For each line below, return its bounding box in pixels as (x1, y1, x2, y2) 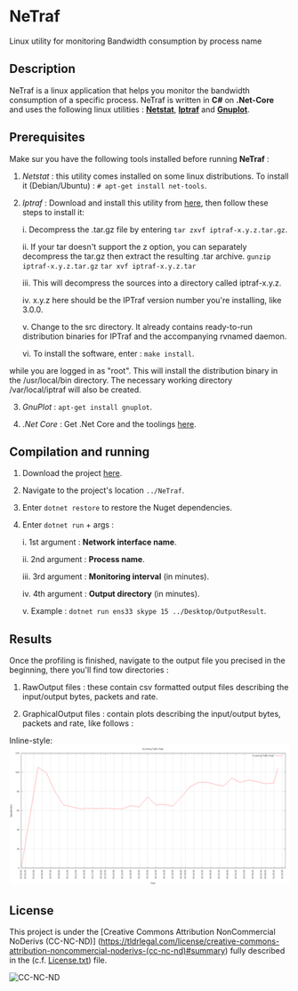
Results (9, 632, 52, 647)
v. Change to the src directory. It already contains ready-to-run (21, 321, 254, 332)
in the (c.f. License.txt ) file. (9, 955, 108, 965)
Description (9, 61, 76, 77)
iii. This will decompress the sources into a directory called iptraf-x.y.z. (21, 278, 282, 288)
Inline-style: (9, 736, 53, 746)
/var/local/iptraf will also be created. (9, 384, 142, 395)
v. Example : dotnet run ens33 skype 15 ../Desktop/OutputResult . (21, 606, 267, 616)
